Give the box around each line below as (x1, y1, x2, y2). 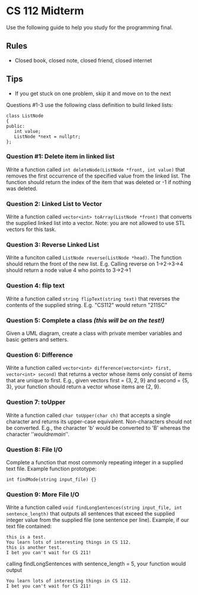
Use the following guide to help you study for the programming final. (6, 24, 173, 31)
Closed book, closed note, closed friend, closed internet (14, 56, 152, 64)
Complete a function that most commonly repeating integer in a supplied (6, 458, 183, 466)
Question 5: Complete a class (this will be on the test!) (6, 316, 165, 324)
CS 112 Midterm (6, 4, 84, 18)
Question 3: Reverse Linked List (6, 240, 100, 249)
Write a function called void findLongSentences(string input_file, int (6, 504, 183, 511)
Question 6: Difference (6, 350, 73, 359)
